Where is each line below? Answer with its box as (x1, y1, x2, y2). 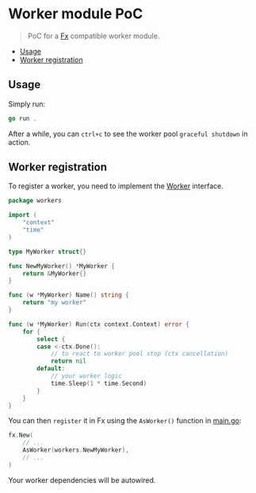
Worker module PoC (8, 5, 143, 23)
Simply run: (8, 99, 46, 108)
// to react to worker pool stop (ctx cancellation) (50, 350, 228, 358)
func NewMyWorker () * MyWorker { (8, 262, 115, 270)
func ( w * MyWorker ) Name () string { (8, 291, 129, 299)
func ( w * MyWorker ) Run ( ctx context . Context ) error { (8, 320, 190, 328)
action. (8, 137, 31, 147)
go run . (8, 115, 37, 122)
